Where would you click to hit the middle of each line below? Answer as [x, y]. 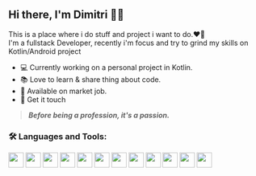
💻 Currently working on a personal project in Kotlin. [106, 67]
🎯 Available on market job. [63, 91]
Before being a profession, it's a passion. [99, 115]
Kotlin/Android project [45, 51]
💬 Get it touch [43, 99]
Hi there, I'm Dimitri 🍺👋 [66, 15]
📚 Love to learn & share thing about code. [90, 79]
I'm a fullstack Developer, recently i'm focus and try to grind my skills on [128, 43]
